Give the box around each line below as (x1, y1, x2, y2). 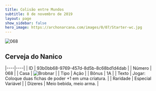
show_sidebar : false (5, 20, 47, 26)
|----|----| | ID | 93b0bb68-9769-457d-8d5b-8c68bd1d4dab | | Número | (5, 65, 152, 71)
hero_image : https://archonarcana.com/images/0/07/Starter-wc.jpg (5, 25, 142, 30)
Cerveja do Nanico (5, 52, 62, 61)
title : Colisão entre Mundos (5, 7, 64, 12)
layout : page (5, 16, 32, 21)
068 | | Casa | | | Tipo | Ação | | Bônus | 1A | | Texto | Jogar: (5, 70, 146, 76)
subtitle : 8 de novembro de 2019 (5, 12, 73, 16)
